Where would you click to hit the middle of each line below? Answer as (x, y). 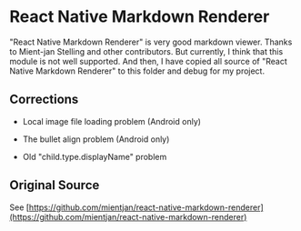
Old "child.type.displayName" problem (95, 156)
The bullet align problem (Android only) (96, 139)
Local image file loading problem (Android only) (112, 121)
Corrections (44, 100)
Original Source (55, 185)
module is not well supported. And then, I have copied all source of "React (149, 61)
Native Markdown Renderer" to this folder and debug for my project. (137, 71)
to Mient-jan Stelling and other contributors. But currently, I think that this (146, 51)
